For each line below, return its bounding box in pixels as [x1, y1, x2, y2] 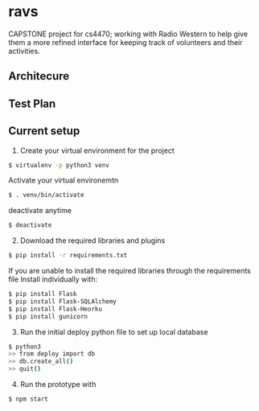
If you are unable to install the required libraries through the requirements [8, 266, 251, 276]
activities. [8, 46, 40, 55]
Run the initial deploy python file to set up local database [19, 327, 208, 336]
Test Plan [8, 97, 56, 110]
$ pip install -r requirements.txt [8, 252, 128, 260]
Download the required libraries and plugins [19, 236, 166, 245]
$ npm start [8, 395, 48, 404]
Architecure [8, 69, 70, 83]
